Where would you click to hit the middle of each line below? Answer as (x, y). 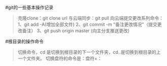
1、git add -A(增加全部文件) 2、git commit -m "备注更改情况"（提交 (88, 24)
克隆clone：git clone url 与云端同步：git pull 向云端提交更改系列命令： (90, 18)
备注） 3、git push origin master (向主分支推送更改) (76, 31)
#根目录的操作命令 (25, 41)
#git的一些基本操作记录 (29, 7)
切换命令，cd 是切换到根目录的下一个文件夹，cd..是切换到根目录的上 (89, 52)
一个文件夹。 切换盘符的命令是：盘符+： (60, 58)
